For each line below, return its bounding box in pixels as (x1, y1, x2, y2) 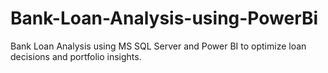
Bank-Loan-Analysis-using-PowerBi (10, 7, 319, 30)
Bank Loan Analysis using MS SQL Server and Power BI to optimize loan (10, 40, 307, 52)
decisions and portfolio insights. (10, 50, 142, 62)
